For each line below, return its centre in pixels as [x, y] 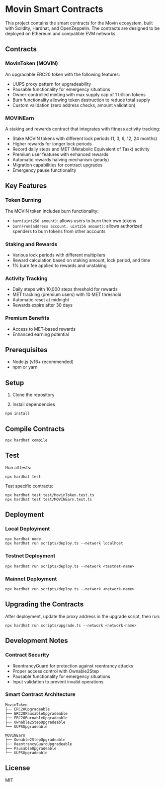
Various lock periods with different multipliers [59, 255]
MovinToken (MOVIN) [32, 63]
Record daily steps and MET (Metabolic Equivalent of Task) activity [81, 149]
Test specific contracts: [29, 486]
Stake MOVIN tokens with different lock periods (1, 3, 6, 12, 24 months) [85, 138]
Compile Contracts [35, 429]
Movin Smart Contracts [54, 9]
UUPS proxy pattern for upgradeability [52, 84]
